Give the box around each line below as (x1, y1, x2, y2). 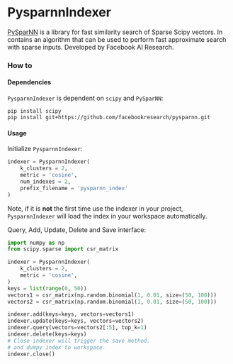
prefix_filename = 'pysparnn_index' (20, 184, 129, 192)
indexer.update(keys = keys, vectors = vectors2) (7, 317, 144, 325)
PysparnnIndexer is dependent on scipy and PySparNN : (7, 94, 164, 103)
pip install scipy (7, 108, 62, 115)
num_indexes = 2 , (20, 178, 72, 185)
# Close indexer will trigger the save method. (7, 337, 151, 344)
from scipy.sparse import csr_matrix (7, 246, 119, 253)
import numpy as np (7, 239, 65, 246)
